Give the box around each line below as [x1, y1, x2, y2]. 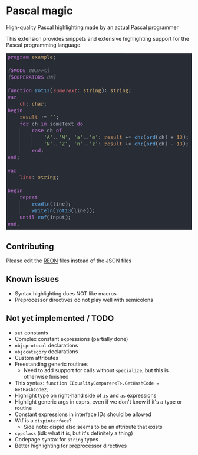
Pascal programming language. [6, 41, 82, 48]
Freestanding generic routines [14, 360, 88, 368]
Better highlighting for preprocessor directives [14, 442, 127, 449]
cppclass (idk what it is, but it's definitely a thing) [14, 430, 134, 437]
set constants [14, 329, 48, 336]
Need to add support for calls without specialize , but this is [23, 366, 169, 373]
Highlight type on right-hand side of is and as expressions [14, 392, 157, 399]
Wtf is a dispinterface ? [14, 417, 72, 424]
